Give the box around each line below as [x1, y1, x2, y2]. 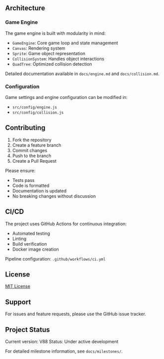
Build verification [12, 241, 47, 247]
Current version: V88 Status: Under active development [5, 339, 119, 345]
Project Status [5, 325, 51, 334]
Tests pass [12, 177, 35, 183]
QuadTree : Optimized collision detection [12, 61, 93, 67]
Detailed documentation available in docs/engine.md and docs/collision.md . [5, 71, 160, 77]
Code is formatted [12, 182, 50, 188]
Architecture [5, 4, 46, 12]
